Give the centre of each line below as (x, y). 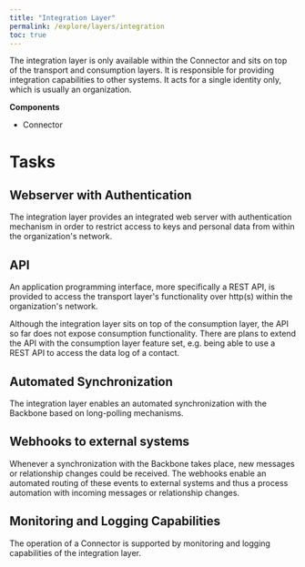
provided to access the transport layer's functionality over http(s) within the (151, 297)
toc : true (28, 35)
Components (35, 107)
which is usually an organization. (71, 90)
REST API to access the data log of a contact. (95, 353)
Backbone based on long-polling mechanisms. (97, 413)
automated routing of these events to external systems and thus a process (149, 482)
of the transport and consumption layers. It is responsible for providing (142, 70)
